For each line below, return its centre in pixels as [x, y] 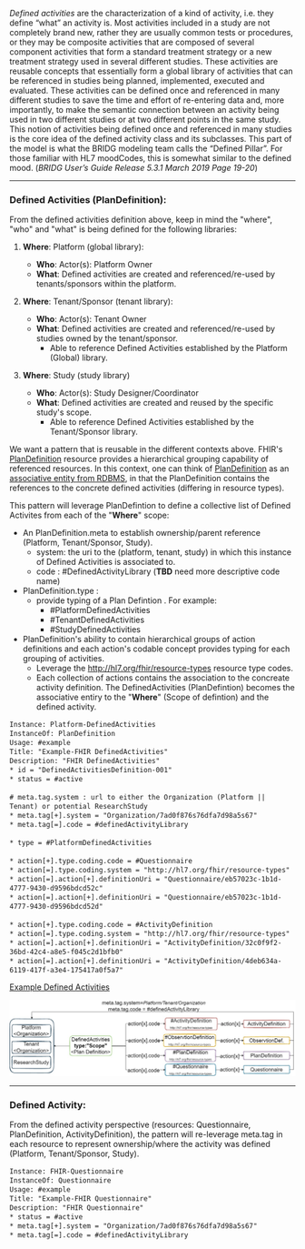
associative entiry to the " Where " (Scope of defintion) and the [152, 697]
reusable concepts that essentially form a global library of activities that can [151, 71]
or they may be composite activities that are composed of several [132, 42]
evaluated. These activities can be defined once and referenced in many [145, 91]
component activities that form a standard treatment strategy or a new [141, 52]
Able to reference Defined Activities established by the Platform [168, 348]
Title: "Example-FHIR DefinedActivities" [89, 752]
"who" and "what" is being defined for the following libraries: [123, 229]
